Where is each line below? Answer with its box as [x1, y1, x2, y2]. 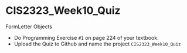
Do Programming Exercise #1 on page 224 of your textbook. [13, 34, 159, 41]
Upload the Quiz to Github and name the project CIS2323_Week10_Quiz [13, 40, 181, 47]
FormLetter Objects [5, 23, 52, 30]
